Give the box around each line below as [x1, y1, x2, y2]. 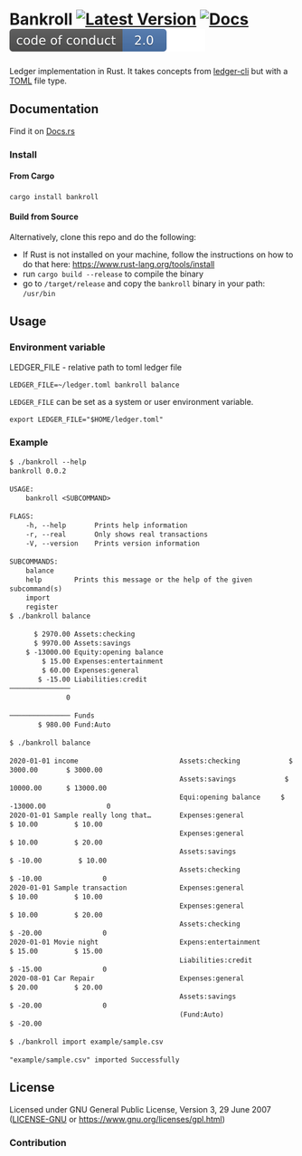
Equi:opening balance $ [179, 793, 285, 802]
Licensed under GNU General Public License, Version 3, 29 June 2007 [9, 1103, 271, 1114]
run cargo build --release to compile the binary [22, 268, 204, 280]
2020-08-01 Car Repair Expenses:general [9, 974, 245, 983]
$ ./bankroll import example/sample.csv [9, 1037, 165, 1046]
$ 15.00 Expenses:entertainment [42, 657, 165, 666]
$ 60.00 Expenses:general [42, 666, 140, 675]
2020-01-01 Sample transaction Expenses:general [9, 883, 245, 892]
